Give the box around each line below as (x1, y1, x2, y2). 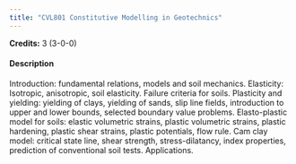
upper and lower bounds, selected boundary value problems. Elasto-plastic (9, 107, 288, 117)
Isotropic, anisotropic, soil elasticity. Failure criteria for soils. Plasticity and (9, 87, 283, 99)
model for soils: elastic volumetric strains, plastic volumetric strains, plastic (9, 116, 287, 126)
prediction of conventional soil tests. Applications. (9, 144, 195, 155)
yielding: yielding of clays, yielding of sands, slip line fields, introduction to (9, 97, 284, 108)
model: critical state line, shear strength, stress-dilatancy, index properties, (9, 135, 287, 146)
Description (9, 58, 55, 69)
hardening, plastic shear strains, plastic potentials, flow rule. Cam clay (9, 125, 268, 136)
